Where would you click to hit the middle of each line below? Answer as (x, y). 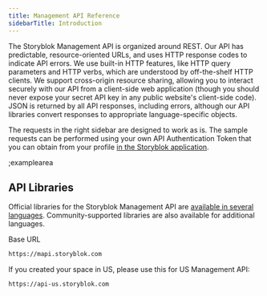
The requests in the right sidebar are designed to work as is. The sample (128, 130)
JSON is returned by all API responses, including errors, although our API (129, 106)
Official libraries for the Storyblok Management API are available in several (131, 207)
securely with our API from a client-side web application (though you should (134, 88)
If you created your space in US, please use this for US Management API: (129, 270)
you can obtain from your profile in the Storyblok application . (109, 147)
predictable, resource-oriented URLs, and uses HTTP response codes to (128, 55)
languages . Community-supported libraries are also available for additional (131, 215)
